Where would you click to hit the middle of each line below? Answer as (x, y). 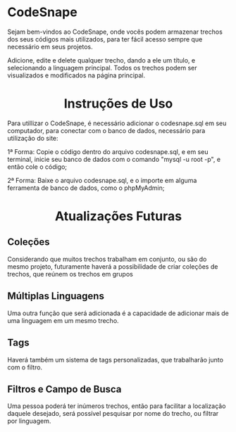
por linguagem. (29, 421)
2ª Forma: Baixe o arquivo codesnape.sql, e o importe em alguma (102, 180)
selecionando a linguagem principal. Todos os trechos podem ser (102, 68)
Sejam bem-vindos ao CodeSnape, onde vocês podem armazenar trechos (115, 32)
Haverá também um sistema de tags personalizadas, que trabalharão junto (116, 360)
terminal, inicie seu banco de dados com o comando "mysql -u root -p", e (114, 159)
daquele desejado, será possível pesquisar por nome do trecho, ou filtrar (113, 414)
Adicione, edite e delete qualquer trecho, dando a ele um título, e (101, 60)
